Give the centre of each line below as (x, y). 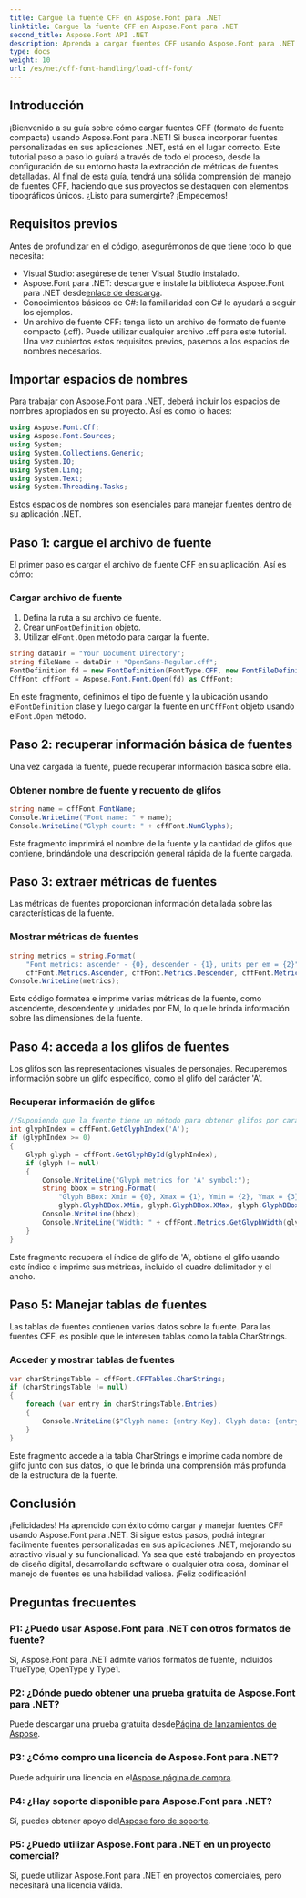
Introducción (47, 106)
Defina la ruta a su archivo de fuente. (92, 618)
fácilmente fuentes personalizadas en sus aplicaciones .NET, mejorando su (150, 1544)
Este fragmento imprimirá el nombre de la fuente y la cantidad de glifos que (151, 843)
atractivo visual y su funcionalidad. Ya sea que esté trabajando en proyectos (153, 1554)
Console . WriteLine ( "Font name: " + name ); (91, 817)
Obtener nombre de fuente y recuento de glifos (116, 790)
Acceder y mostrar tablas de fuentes (92, 1360)
